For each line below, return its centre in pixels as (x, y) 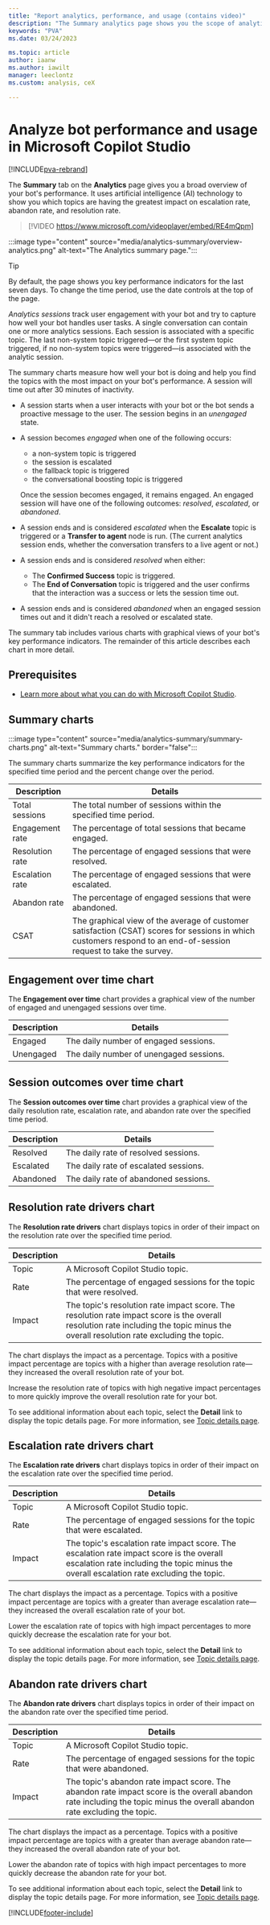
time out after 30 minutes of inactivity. (71, 389)
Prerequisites (43, 674)
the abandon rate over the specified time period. (88, 1712)
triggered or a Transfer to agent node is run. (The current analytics (131, 535)
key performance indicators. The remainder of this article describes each (129, 641)
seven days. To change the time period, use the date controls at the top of (131, 290)
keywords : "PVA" (35, 31)
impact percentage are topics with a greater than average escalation (121, 1602)
